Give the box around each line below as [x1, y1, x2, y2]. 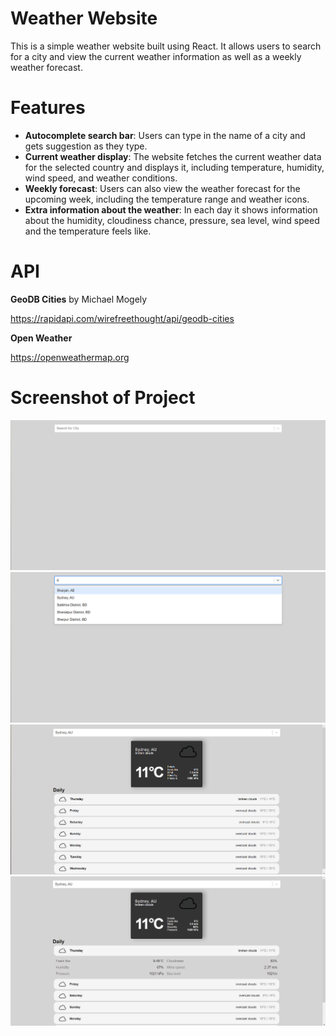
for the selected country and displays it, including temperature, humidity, [24, 161, 325, 173]
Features [10, 97, 86, 119]
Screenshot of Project [10, 387, 196, 409]
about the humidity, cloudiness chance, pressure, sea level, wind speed [24, 214, 320, 226]
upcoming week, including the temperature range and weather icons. [24, 193, 310, 205]
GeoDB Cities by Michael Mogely [10, 293, 148, 305]
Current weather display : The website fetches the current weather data [24, 150, 322, 162]
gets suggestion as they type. [24, 140, 148, 152]
